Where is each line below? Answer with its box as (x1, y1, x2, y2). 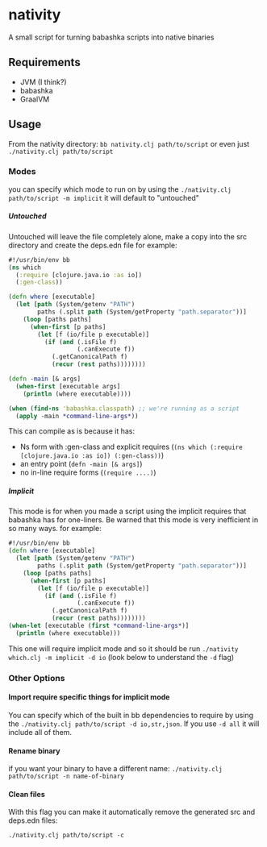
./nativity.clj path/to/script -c (8, 832, 125, 840)
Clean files (8, 789, 46, 799)
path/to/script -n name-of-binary (8, 772, 125, 781)
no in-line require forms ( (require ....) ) (19, 467, 156, 477)
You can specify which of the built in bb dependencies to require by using (8, 710, 254, 720)
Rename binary (8, 745, 60, 755)
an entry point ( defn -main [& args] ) (19, 459, 143, 469)
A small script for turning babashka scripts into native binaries (8, 32, 215, 42)
